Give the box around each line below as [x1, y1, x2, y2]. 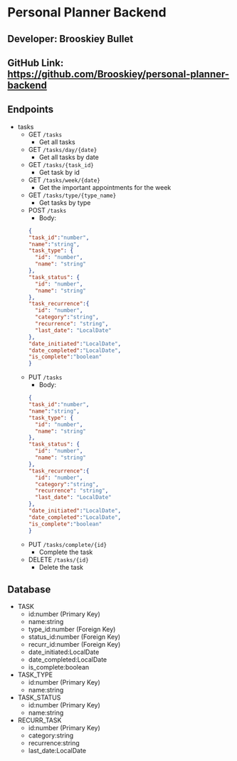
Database [7, 583, 51, 595]
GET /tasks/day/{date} [28, 145, 98, 153]
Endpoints [7, 104, 54, 116]
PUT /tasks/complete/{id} [28, 540, 107, 548]
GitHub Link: [7, 56, 64, 69]
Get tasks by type [38, 198, 91, 207]
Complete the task [38, 548, 93, 556]
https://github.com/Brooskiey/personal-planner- [7, 68, 230, 80]
